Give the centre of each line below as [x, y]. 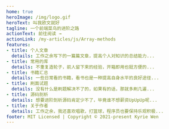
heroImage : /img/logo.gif [38, 17]
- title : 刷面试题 [27, 84]
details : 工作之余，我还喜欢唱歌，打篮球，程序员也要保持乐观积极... [88, 111]
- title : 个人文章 [27, 51]
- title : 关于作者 [27, 106]
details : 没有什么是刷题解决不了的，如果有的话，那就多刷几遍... [83, 89]
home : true [20, 12]
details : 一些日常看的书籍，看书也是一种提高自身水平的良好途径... [85, 78]
